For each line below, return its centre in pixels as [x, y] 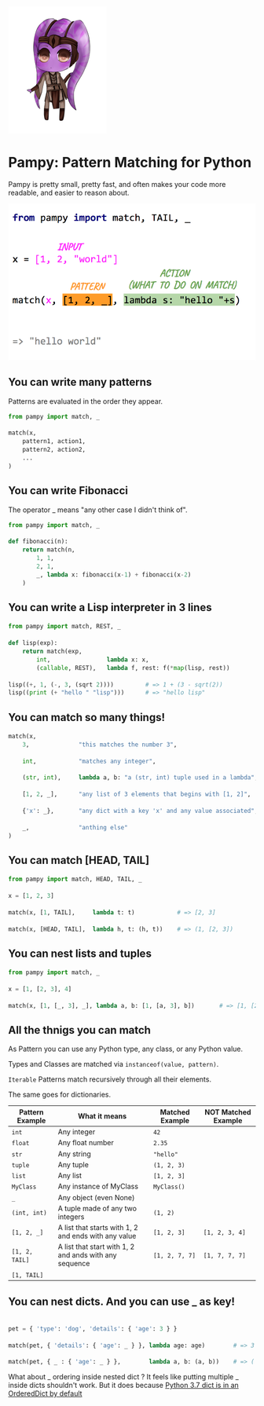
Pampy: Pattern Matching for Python [130, 163]
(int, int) [29, 1213]
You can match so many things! [87, 717]
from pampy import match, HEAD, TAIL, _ [75, 879]
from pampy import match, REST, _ [65, 627]
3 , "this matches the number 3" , [100, 745]
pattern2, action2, [54, 450]
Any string [75, 1154]
